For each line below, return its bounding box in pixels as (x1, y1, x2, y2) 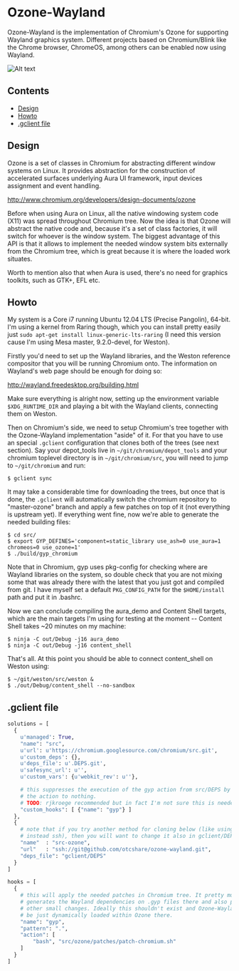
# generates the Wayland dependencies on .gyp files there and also (20, 898, 228, 905)
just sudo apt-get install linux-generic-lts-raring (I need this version (7, 331, 221, 339)
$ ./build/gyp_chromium (7, 550, 78, 558)
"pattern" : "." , (20, 925, 69, 932)
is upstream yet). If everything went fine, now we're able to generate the (7, 510, 219, 519)
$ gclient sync (7, 475, 53, 482)
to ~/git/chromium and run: (7, 461, 86, 470)
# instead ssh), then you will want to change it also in (20, 833, 196, 840)
